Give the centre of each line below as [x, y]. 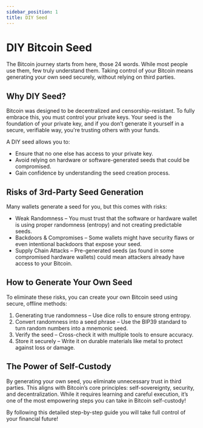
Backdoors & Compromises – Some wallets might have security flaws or [105, 238]
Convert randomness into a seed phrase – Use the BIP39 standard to [101, 321]
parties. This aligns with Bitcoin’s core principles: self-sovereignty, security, [101, 387]
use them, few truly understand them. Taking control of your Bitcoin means [100, 71]
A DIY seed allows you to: [38, 142]
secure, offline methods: [37, 303]
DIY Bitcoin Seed [49, 48]
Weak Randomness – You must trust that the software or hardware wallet [106, 218]
